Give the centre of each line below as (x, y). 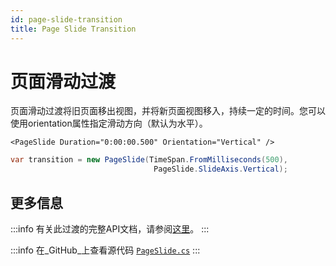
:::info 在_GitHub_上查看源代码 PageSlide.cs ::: (105, 250)
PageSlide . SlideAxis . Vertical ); (220, 169)
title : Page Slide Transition (73, 29)
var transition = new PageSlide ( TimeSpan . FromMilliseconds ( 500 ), (149, 160)
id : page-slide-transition (66, 19)
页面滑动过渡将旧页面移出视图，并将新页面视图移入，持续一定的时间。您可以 (168, 111)
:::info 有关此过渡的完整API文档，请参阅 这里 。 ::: (110, 229)
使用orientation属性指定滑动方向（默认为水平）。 (109, 123)
